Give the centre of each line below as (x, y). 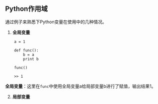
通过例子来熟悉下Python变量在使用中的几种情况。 (56, 22)
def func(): (26, 50)
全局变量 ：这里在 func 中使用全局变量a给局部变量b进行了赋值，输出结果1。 (80, 86)
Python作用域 (27, 9)
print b (31, 59)
